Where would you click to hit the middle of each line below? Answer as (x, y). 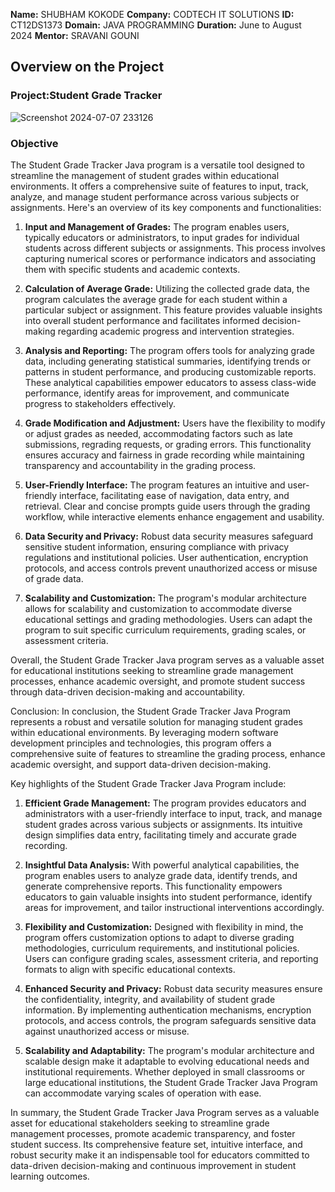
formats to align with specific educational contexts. (130, 969)
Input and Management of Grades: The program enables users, (157, 226)
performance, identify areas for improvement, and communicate (157, 393)
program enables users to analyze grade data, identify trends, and (161, 875)
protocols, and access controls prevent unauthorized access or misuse (171, 568)
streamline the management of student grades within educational (145, 175)
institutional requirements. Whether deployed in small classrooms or (165, 1071)
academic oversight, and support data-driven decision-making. (141, 764)
